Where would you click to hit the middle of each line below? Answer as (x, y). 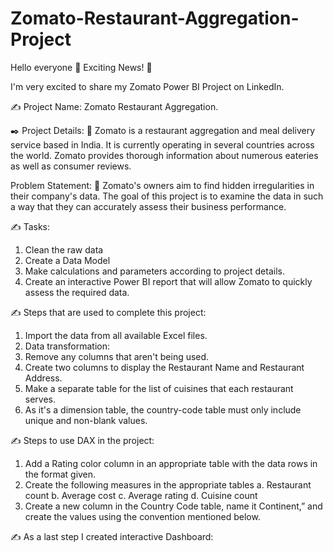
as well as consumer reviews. (71, 166)
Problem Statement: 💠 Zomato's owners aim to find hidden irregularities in (162, 185)
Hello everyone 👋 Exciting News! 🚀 (81, 67)
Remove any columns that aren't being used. (117, 356)
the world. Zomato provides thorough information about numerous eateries (164, 155)
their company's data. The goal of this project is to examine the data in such (167, 196)
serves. (40, 399)
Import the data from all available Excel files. (116, 335)
